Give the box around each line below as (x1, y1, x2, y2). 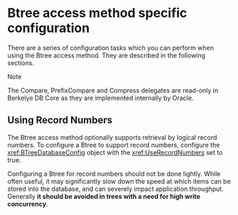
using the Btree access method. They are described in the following (7, 51, 206, 60)
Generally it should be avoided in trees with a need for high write (7, 192, 201, 200)
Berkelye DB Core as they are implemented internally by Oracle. (7, 94, 194, 102)
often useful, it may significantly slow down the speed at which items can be (7, 177, 231, 185)
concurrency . (7, 199, 48, 208)
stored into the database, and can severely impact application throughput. (7, 184, 224, 193)
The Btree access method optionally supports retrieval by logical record (7, 133, 217, 141)
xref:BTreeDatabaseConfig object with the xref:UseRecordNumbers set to (7, 148, 223, 157)
